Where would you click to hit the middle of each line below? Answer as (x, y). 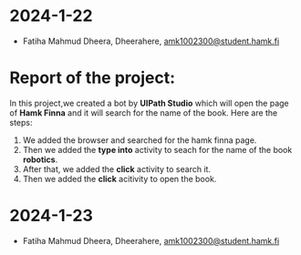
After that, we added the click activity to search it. (117, 168)
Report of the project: (93, 78)
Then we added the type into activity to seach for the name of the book (157, 149)
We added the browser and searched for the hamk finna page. (140, 140)
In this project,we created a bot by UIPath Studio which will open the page (149, 103)
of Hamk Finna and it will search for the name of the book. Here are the (144, 112)
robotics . (40, 159)
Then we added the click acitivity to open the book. (119, 178)
